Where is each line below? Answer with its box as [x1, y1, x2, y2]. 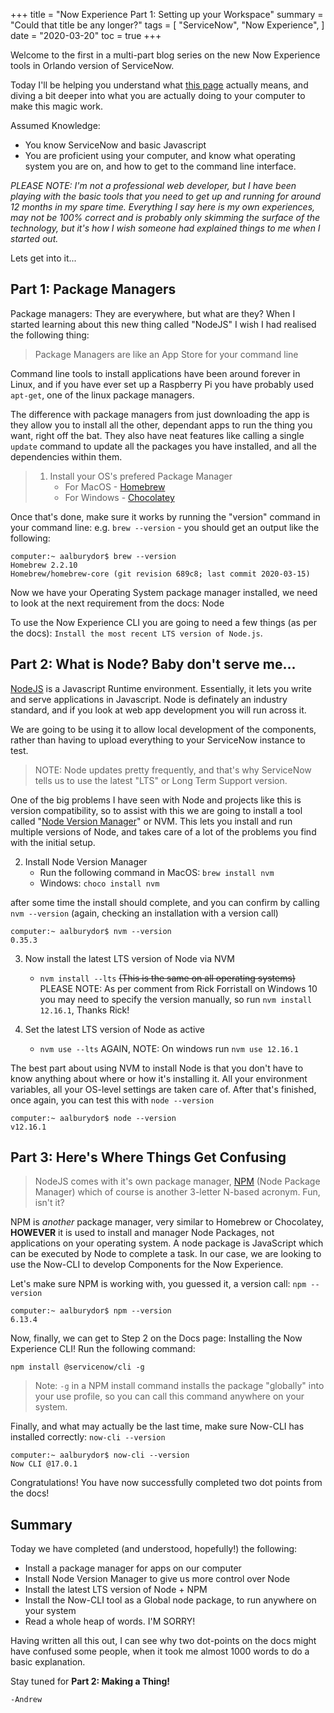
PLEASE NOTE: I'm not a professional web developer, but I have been [10, 180, 297, 191]
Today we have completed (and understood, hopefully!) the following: [10, 1543, 298, 1555]
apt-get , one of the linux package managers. [10, 389, 195, 401]
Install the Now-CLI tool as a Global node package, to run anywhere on [24, 1594, 317, 1606]
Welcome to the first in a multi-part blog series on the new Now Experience [10, 49, 321, 61]
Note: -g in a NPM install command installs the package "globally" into [34, 1380, 325, 1392]
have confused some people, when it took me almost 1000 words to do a [10, 1645, 310, 1658]
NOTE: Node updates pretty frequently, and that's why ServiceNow [34, 764, 312, 776]
